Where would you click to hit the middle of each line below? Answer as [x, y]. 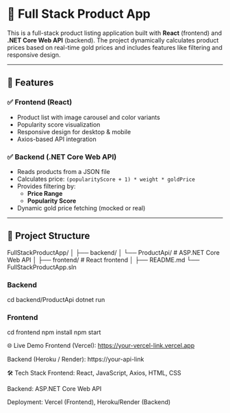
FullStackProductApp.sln [42, 267]
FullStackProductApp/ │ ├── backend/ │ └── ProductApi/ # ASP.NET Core [114, 252]
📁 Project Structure [49, 236]
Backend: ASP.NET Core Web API [54, 389]
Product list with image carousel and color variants [89, 117]
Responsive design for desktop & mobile [74, 132]
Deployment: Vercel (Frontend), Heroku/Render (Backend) [89, 402]
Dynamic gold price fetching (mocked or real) [81, 208]
